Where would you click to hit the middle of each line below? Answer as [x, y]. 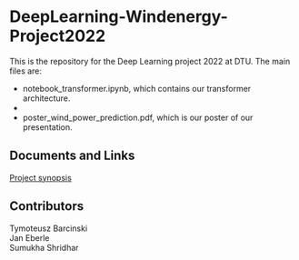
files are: [26, 71]
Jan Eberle [30, 237]
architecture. [46, 98]
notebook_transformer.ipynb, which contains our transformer [137, 88]
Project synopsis [41, 177]
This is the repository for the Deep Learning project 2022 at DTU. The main [150, 61]
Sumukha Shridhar [44, 247]
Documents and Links [72, 156]
